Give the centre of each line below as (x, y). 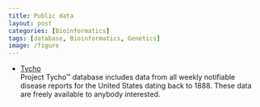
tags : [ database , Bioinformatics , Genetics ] (84, 38)
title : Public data (41, 16)
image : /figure (34, 46)
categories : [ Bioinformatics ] (59, 31)
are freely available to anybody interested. (90, 94)
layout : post (30, 23)
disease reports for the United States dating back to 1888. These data (136, 86)
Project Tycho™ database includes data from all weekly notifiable (128, 77)
